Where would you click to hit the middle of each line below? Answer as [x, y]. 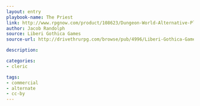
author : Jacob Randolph [36, 28]
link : [13, 23]
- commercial [22, 83]
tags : [13, 77]
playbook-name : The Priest [40, 17]
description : [22, 50]
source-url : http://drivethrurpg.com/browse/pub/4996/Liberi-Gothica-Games [102, 39]
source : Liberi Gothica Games [44, 34]
